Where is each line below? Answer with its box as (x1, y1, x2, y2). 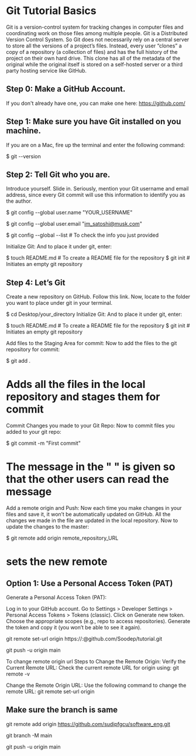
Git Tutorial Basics (6, 4, 97, 18)
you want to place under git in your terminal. (6, 299, 113, 307)
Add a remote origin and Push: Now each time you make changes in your (6, 505, 183, 512)
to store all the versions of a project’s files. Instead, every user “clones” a (6, 42, 183, 49)
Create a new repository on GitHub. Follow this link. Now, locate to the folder (6, 293, 191, 300)
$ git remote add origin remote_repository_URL (6, 534, 119, 542)
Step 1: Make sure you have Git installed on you (6, 117, 181, 127)
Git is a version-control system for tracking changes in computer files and (6, 23, 184, 30)
